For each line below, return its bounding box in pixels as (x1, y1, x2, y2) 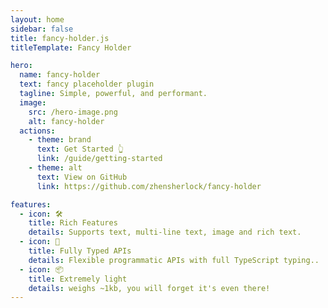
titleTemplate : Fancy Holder (10, 42, 132, 53)
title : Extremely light (28, 274, 128, 284)
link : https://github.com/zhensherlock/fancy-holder (36, 181, 262, 191)
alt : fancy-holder (28, 116, 105, 126)
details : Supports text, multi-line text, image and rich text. (28, 227, 302, 238)
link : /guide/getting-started (36, 154, 163, 164)
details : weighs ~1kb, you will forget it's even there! (28, 283, 271, 293)
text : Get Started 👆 (36, 144, 125, 155)
